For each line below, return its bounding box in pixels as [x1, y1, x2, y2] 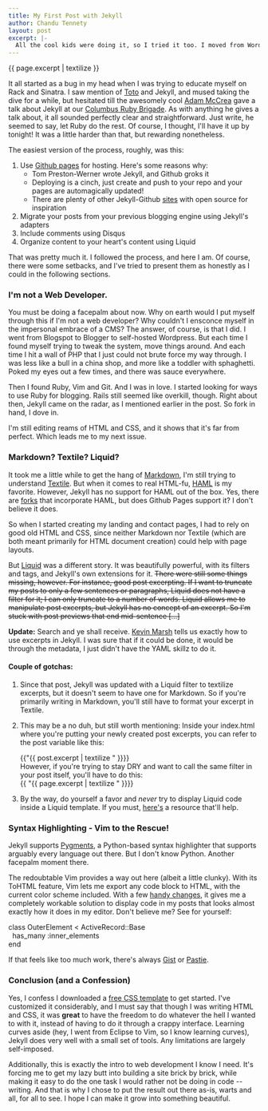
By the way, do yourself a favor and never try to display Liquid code [19, 794, 242, 803]
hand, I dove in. [8, 408, 59, 418]
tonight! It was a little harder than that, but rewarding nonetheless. [8, 129, 225, 140]
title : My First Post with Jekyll [8, 11, 124, 20]
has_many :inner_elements [11, 931, 100, 941]
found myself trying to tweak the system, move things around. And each [8, 341, 246, 351]
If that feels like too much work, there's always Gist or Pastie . [8, 955, 209, 965]
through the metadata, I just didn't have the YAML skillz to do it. [8, 644, 217, 653]
